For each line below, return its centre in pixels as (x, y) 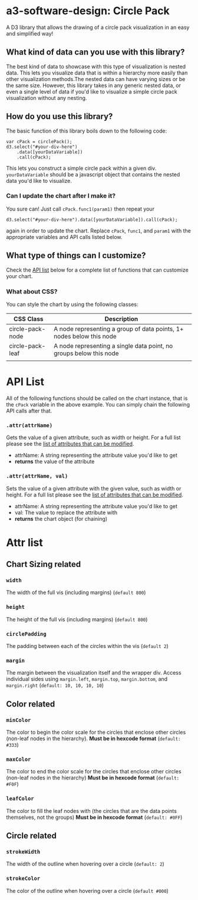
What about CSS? (32, 291)
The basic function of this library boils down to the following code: (86, 131)
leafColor (20, 799)
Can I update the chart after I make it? (61, 196)
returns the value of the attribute (55, 462)
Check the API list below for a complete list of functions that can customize (97, 270)
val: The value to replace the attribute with (66, 512)
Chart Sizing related (44, 564)
